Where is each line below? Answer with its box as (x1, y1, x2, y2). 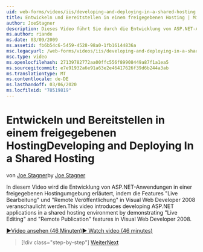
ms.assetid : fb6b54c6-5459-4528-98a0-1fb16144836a (6, 43, 137, 49)
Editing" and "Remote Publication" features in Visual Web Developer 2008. (6, 215, 192, 222)
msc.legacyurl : (6, 48, 45, 54)
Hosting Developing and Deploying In (6, 139, 195, 153)
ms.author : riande (6, 31, 53, 37)
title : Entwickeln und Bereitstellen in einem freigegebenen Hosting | (6, 14, 190, 20)
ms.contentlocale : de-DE (6, 76, 69, 82)
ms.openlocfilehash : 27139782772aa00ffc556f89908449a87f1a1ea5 (6, 59, 169, 65)
